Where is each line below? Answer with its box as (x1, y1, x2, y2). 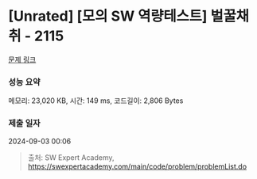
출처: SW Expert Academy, (27, 152, 115, 162)
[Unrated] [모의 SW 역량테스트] (8, 7, 208, 25)
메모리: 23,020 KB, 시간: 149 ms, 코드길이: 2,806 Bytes (8, 96, 184, 105)
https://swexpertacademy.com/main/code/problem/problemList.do (27, 162, 247, 171)
